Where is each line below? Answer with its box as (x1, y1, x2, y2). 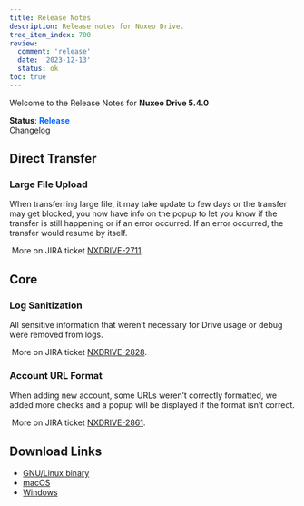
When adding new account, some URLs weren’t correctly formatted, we (9, 390, 278, 401)
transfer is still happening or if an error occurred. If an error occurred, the (9, 218, 284, 229)
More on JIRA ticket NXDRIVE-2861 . (11, 417, 146, 428)
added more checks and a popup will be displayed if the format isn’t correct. (9, 400, 295, 411)
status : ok (17, 64, 59, 74)
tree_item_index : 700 (9, 30, 92, 39)
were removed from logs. (9, 329, 103, 341)
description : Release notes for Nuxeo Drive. (9, 22, 184, 31)
